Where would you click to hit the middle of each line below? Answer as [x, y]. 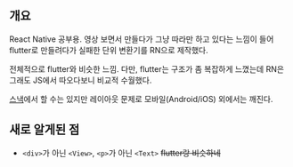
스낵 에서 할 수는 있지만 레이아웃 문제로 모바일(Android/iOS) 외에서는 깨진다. [141, 99]
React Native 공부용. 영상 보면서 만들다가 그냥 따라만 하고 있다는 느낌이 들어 [142, 39]
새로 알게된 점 [45, 130]
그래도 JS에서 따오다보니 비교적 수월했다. [81, 80]
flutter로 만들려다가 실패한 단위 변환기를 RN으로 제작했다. [109, 50]
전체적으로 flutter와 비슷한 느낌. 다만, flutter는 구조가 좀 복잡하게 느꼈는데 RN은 [147, 68]
